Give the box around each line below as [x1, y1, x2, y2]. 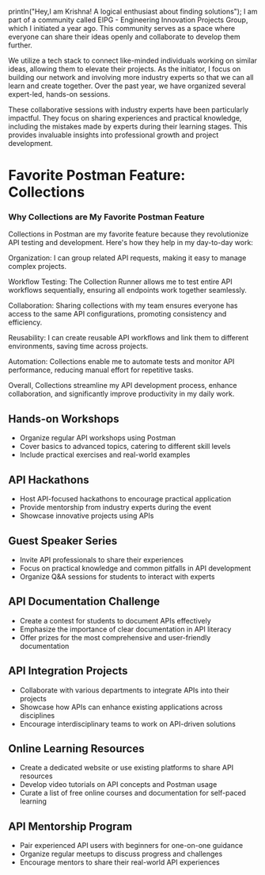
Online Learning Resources [8, 742, 145, 755]
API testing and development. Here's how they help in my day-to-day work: [8, 238, 253, 248]
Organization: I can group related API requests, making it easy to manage [8, 253, 247, 263]
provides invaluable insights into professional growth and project [8, 130, 219, 140]
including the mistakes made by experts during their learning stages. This [8, 122, 248, 131]
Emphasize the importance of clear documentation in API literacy [19, 624, 232, 634]
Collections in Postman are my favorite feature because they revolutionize [8, 229, 249, 239]
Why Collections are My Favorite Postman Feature [8, 212, 205, 223]
